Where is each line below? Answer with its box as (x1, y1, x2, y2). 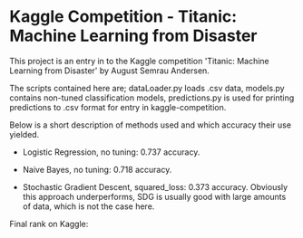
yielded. (9, 129, 40, 139)
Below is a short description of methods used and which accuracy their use (9, 119, 292, 130)
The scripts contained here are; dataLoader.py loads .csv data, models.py (9, 82, 285, 93)
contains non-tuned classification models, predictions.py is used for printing (9, 92, 295, 103)
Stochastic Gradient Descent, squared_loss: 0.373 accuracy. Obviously (22, 181, 288, 192)
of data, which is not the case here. (22, 201, 155, 212)
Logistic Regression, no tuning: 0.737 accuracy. (22, 147, 200, 157)
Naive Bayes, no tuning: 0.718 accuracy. (22, 164, 172, 175)
